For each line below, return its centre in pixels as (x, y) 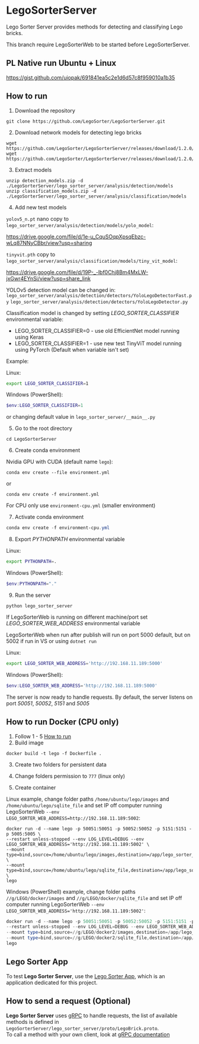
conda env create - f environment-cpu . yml (58, 528)
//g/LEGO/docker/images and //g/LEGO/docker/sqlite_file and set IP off (94, 898)
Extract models (33, 170)
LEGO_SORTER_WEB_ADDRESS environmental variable (73, 623)
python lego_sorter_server (39, 606)
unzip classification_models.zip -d (51, 191)
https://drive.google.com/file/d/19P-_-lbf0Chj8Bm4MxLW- (77, 272)
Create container (35, 787)
